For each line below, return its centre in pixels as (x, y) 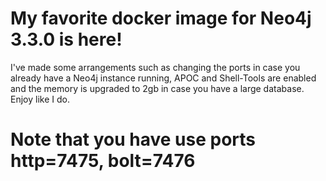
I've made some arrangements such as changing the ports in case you (155, 67)
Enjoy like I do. (40, 99)
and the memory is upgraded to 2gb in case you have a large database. (157, 88)
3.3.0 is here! (66, 39)
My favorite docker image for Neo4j (161, 18)
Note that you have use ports (133, 139)
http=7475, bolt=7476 (103, 161)
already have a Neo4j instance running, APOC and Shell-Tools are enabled (163, 78)
